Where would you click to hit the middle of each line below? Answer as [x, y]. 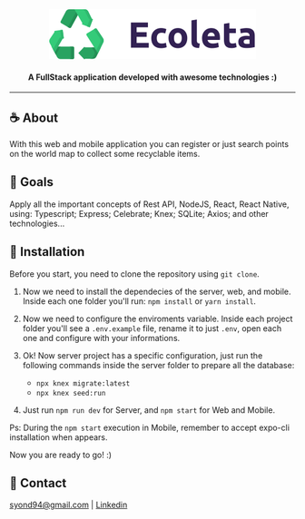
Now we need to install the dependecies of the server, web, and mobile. [157, 291]
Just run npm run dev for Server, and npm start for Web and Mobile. [148, 410]
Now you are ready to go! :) [60, 455]
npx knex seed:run [71, 393]
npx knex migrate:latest [83, 383]
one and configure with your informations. [101, 338]
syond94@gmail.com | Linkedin [69, 505]
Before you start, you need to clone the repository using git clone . [135, 274]
